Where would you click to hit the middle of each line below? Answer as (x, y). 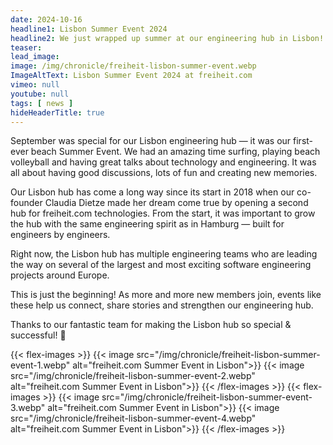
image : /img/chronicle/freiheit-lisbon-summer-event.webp (133, 66)
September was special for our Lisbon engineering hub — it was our (151, 141)
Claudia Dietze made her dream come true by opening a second (176, 203)
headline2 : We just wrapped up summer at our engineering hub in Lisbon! (167, 38)
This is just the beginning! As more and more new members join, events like (166, 295)
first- (303, 141)
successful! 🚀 (38, 335)
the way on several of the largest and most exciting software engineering (161, 265)
